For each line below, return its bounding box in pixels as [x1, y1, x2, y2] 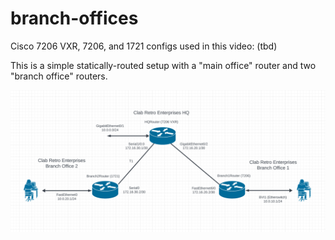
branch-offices [10, 7, 139, 30]
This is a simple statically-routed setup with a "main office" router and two [10, 59, 317, 71]
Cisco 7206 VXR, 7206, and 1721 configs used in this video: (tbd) [10, 40, 278, 52]
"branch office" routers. [10, 70, 108, 82]
